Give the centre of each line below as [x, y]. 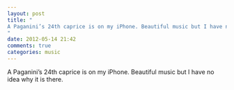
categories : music [34, 53]
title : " [20, 20]
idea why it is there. [36, 79]
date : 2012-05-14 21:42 [42, 39]
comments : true [29, 46]
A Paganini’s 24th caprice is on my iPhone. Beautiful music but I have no [111, 72]
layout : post [26, 13]
